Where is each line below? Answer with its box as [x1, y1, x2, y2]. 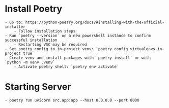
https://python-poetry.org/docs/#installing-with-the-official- [25, 20, 165, 25]
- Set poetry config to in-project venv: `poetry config [5, 46, 128, 51]
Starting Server [5, 81, 71, 93]
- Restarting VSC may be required [14, 42, 87, 47]
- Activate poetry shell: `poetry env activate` [14, 64, 119, 69]
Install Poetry [5, 3, 63, 15]
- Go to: [5, 20, 23, 25]
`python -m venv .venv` [5, 59, 55, 65]
